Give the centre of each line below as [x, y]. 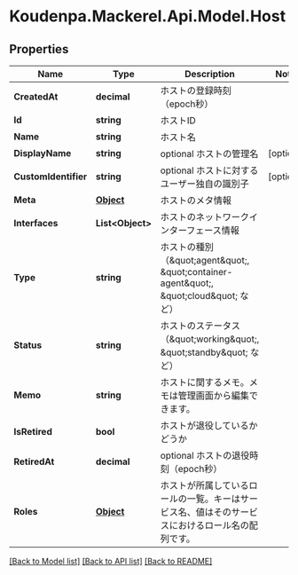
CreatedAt [36, 97]
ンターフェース [191, 230]
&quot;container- [196, 272]
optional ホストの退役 [205, 456]
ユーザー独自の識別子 [205, 184]
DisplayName [43, 153]
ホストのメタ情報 [196, 200]
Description [210, 74]
